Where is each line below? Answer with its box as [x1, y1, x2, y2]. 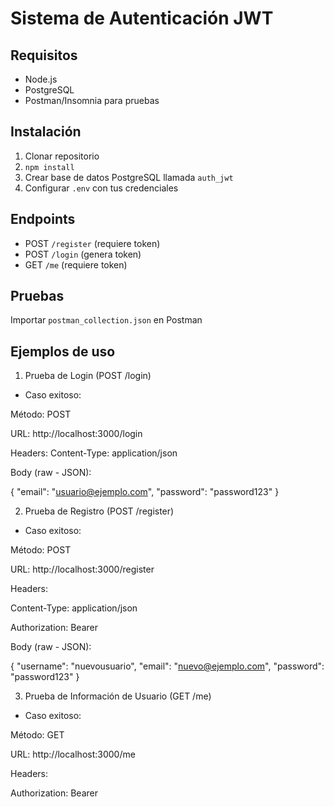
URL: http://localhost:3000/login [10, 428, 143, 440]
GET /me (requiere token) [24, 258, 128, 271]
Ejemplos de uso [10, 343, 116, 360]
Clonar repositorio [24, 150, 100, 162]
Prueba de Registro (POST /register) [24, 505, 175, 517]
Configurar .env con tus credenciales [24, 182, 179, 194]
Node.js [24, 73, 58, 85]
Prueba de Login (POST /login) [24, 370, 152, 382]
